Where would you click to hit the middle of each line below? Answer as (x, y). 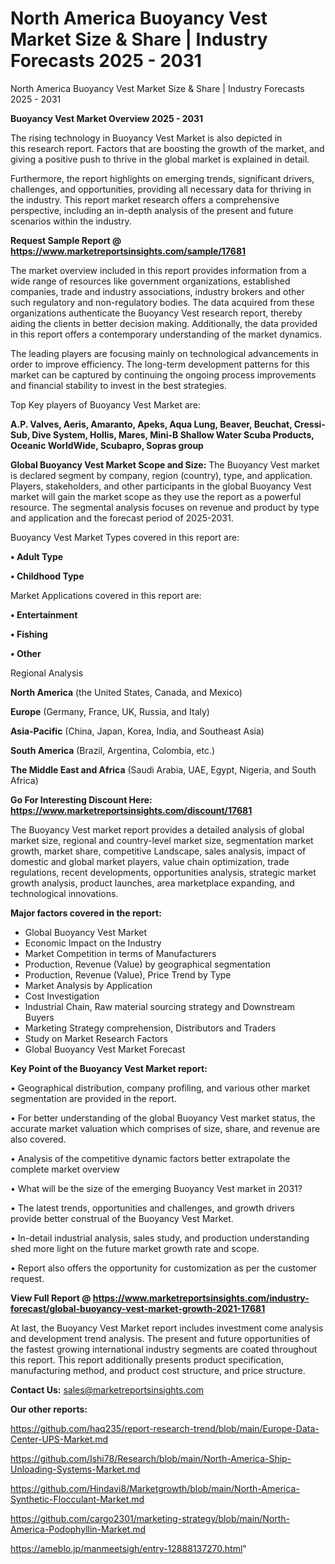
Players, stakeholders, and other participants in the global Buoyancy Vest (161, 486)
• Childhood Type (47, 576)
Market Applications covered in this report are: (106, 595)
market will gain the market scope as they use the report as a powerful (156, 496)
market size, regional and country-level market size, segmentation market (162, 840)
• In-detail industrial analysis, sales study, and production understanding (160, 1238)
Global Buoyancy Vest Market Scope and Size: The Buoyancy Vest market (165, 464)
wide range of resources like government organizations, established (150, 281)
